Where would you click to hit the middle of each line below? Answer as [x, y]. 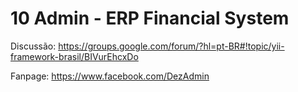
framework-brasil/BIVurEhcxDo [74, 56]
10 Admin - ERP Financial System [150, 18]
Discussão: [33, 46]
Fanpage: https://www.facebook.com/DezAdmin [110, 76]
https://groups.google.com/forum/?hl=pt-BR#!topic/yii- [171, 46]
